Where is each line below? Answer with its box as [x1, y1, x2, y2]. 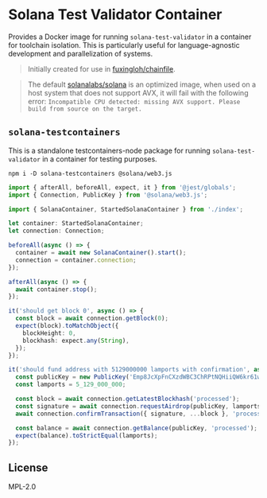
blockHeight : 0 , [22, 329, 77, 337]
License [8, 461, 48, 474]
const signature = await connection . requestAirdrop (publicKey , [15, 402, 229, 410]
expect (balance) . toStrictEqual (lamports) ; [15, 431, 158, 439]
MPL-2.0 [8, 482, 37, 492]
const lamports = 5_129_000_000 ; [15, 380, 126, 389]
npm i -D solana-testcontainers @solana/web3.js [8, 169, 172, 177]
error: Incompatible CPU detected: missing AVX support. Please [27, 96, 241, 106]
